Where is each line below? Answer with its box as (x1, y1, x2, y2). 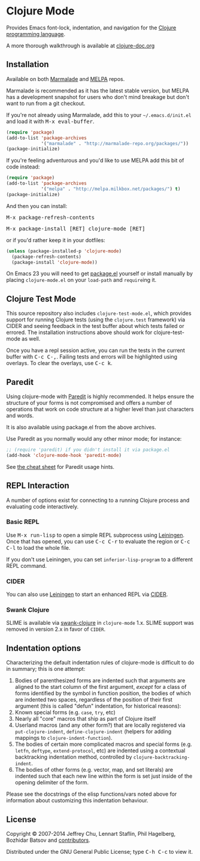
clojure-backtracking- (133, 754, 190, 761)
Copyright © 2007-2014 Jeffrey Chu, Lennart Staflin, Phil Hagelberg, (6, 830, 175, 838)
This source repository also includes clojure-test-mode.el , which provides (6, 310, 192, 317)
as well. (22, 335, 41, 342)
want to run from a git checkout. (6, 100, 86, 107)
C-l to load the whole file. (6, 544, 71, 551)
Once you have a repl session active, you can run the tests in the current (6, 347, 185, 354)
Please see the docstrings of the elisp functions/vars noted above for (6, 790, 177, 798)
